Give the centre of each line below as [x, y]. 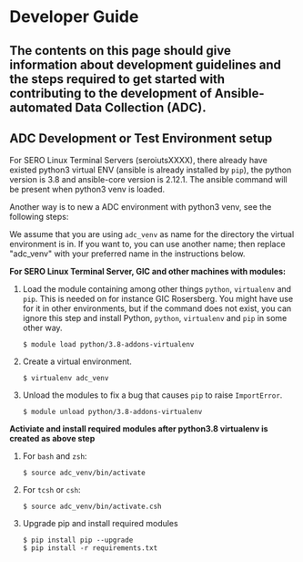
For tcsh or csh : [51, 490]
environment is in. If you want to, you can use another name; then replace [147, 245]
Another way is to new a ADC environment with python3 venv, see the [141, 207]
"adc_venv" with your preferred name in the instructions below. [127, 254]
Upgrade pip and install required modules [101, 524]
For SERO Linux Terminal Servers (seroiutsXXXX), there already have [139, 161]
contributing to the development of [111, 93]
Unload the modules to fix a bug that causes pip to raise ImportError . [152, 395]
